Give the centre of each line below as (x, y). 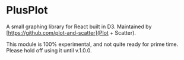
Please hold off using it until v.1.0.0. (49, 50)
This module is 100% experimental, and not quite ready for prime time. (92, 44)
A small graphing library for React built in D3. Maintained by (79, 26)
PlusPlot (27, 10)
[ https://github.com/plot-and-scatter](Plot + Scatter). (71, 32)
